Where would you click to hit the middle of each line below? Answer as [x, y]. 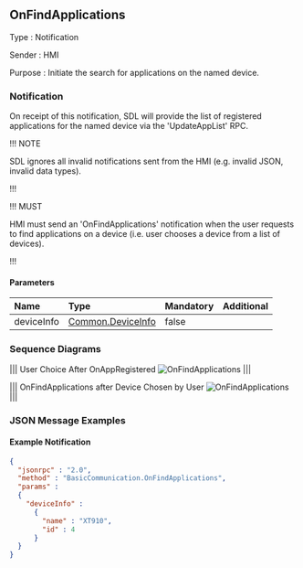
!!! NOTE [25, 144]
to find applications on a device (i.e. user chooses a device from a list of [145, 234]
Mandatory [189, 306]
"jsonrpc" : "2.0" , [55, 470]
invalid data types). [46, 171]
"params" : [38, 487]
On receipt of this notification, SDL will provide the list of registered [136, 116]
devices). [27, 244]
